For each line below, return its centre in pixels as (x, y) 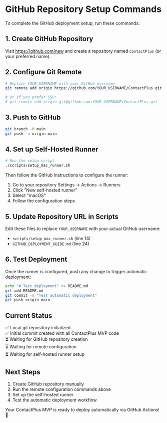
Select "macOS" (29, 195)
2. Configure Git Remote (43, 72)
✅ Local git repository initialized (38, 328)
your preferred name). (28, 56)
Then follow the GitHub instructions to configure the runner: (67, 175)
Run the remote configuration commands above (61, 389)
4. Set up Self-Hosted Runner (52, 150)
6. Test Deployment (36, 259)
